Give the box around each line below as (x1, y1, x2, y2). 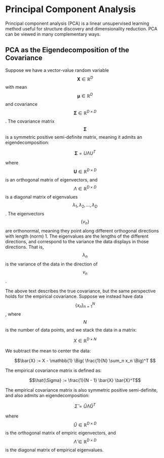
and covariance (5, 101, 38, 107)
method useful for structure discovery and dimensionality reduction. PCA (5, 25, 158, 31)
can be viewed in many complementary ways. (5, 31, 101, 37)
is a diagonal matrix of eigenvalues (5, 194, 78, 200)
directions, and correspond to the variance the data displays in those (5, 239, 149, 245)
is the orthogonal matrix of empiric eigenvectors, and (5, 430, 116, 436)
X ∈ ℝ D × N (73, 337, 97, 343)
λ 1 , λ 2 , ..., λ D (72, 202, 98, 209)
